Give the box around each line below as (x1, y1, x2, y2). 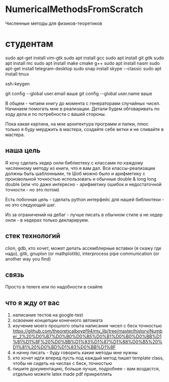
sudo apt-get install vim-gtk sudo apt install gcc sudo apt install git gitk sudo (5, 55, 164, 61)
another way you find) (5, 256, 51, 262)
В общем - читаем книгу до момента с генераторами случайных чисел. (5, 100, 160, 106)
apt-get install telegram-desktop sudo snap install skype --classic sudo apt (5, 65, 161, 71)
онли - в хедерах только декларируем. (5, 217, 89, 223)
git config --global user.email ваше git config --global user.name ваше (5, 90, 152, 97)
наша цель (5, 146, 41, 155)
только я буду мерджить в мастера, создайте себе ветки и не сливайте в (5, 126, 164, 132)
